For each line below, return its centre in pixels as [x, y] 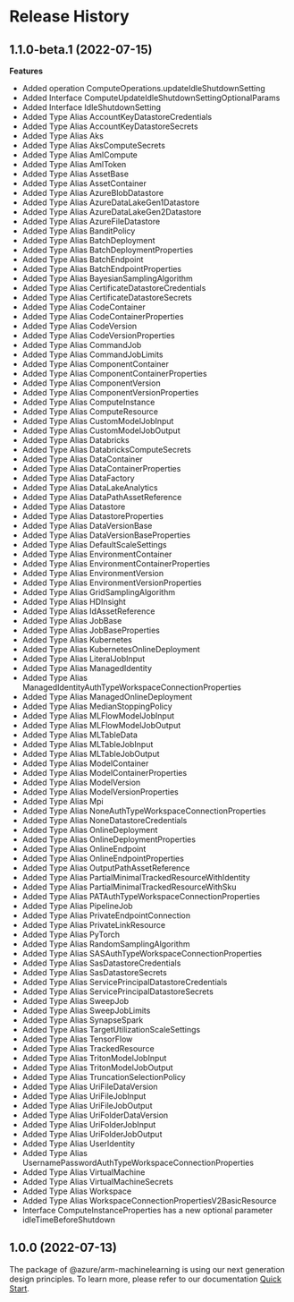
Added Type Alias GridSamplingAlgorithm [99, 592]
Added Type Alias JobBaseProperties [91, 630]
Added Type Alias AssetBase [76, 174]
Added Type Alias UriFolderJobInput [89, 1124]
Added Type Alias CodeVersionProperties [99, 336]
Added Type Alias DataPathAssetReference [102, 497]
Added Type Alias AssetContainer [84, 183]
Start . [19, 1288]
